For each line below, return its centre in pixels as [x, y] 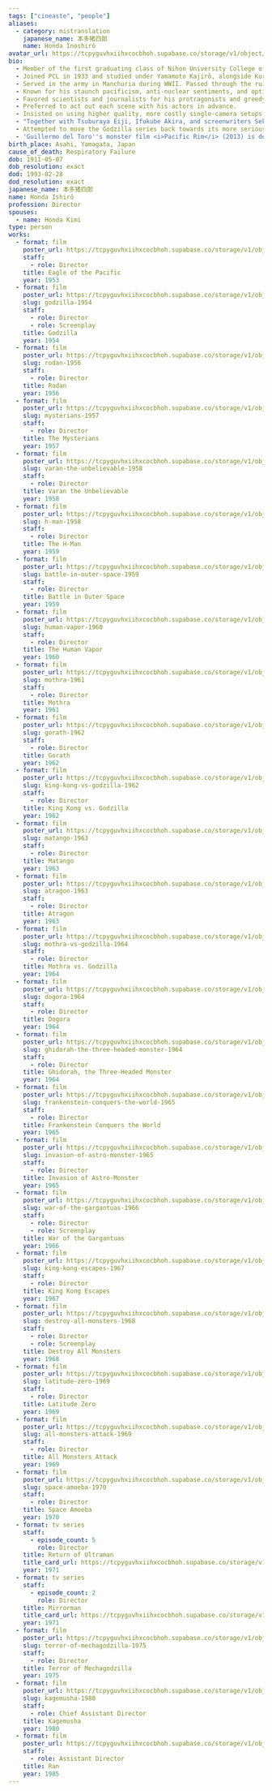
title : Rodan [45, 385]
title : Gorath [47, 756]
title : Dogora [47, 1019]
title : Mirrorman [52, 1608]
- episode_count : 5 [62, 1540]
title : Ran [41, 1766]
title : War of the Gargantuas [74, 1238]
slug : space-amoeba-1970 [65, 1487]
